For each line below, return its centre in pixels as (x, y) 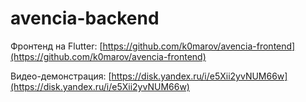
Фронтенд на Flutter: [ (56, 46)
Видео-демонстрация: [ (61, 76)
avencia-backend (85, 18)
